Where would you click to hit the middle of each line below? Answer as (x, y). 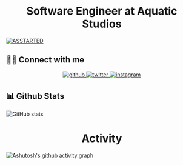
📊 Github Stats (35, 96)
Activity (102, 138)
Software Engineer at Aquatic (102, 11)
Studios (102, 24)
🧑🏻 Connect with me (45, 60)
